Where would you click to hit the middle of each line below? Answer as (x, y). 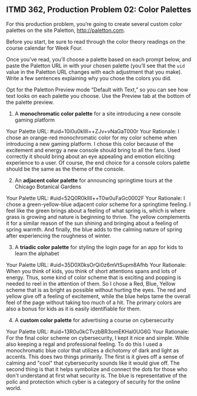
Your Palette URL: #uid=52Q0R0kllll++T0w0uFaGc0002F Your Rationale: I (96, 198)
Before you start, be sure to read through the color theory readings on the (96, 41)
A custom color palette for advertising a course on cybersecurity (94, 320)
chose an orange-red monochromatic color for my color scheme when (92, 138)
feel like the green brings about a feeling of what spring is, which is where (96, 210)
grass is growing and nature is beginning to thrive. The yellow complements (98, 217)
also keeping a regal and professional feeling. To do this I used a (84, 344)
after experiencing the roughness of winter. (59, 235)
